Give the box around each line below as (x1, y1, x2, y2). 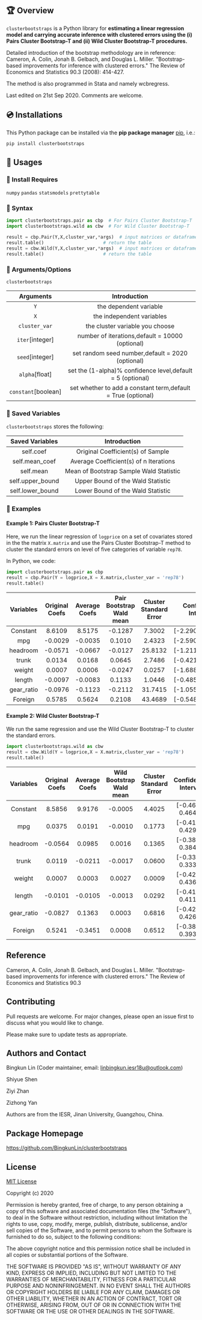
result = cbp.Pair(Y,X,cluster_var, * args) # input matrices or (6, 234, 171, 240)
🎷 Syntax (6, 204, 33, 213)
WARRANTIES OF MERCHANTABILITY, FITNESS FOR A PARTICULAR (6, 1275, 176, 1283)
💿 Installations (6, 110, 63, 120)
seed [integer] (17, 353, 54, 361)
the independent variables (93, 312, 167, 321)
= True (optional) (106, 391, 155, 400)
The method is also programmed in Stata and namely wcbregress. (6, 80, 170, 87)
